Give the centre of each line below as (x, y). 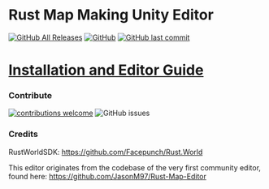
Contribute (30, 96)
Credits (23, 134)
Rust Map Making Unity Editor (111, 15)
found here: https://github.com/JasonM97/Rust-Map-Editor (108, 176)
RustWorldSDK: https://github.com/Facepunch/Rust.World (106, 152)
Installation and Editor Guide (106, 70)
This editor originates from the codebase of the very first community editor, (135, 167)
